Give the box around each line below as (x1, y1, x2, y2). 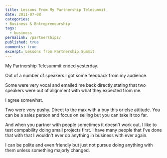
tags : (5, 26, 16, 31)
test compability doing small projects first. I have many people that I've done (5, 127, 162, 133)
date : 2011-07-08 (5, 12, 41, 17)
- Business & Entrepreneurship (5, 21, 70, 26)
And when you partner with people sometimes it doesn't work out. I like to (5, 122, 157, 128)
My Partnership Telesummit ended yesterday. (5, 63, 99, 69)
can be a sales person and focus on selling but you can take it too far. (5, 112, 148, 118)
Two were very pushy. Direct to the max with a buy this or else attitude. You (5, 107, 161, 113)
